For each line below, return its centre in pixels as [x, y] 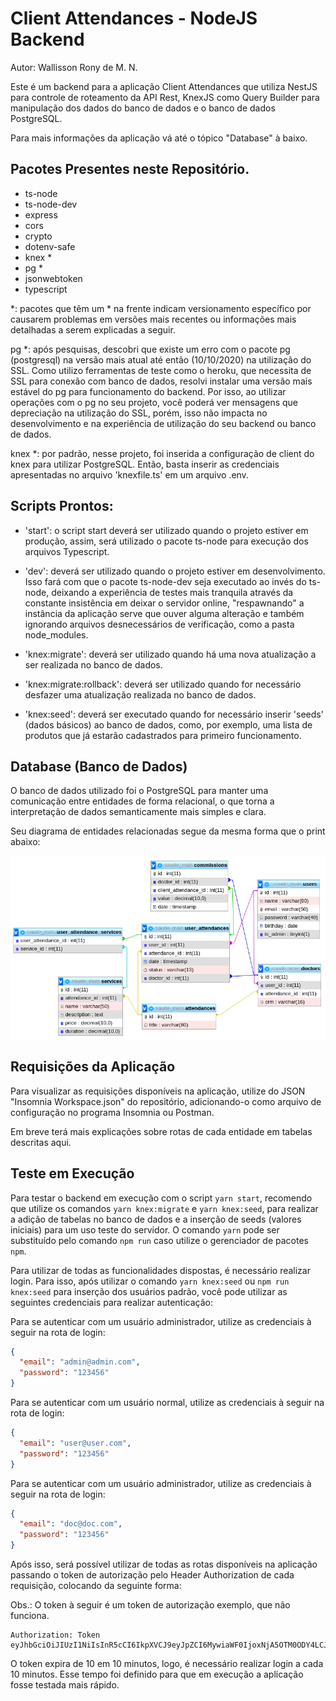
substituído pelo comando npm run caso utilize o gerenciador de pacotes [159, 1240]
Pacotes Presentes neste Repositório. [130, 169]
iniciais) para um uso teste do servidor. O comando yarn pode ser [145, 1229]
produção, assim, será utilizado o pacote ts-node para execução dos [166, 541]
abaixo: [25, 842]
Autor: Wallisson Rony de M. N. [74, 67]
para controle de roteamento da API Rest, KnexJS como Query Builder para [165, 97]
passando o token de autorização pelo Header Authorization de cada [152, 1575]
